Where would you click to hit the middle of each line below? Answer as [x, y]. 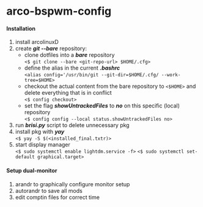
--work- [171, 75]
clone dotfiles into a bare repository [69, 55]
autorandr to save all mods [49, 191]
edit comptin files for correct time [57, 197]
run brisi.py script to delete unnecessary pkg [72, 125]
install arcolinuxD [37, 42]
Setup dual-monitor [32, 170]
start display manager [42, 145]
